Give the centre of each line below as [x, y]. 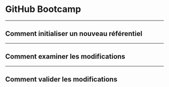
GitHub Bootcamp [43, 9]
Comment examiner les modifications [65, 57]
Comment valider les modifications [61, 79]
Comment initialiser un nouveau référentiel [74, 34]
